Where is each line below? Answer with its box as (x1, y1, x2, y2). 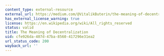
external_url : (5, 12, 34, 17)
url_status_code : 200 (5, 39, 49, 44)
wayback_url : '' (5, 43, 38, 48)
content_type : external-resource (5, 7, 73, 12)
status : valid (5, 25, 34, 30)
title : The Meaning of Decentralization (5, 30, 89, 35)
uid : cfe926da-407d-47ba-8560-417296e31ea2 (5, 35, 95, 39)
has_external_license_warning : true (5, 16, 80, 21)
